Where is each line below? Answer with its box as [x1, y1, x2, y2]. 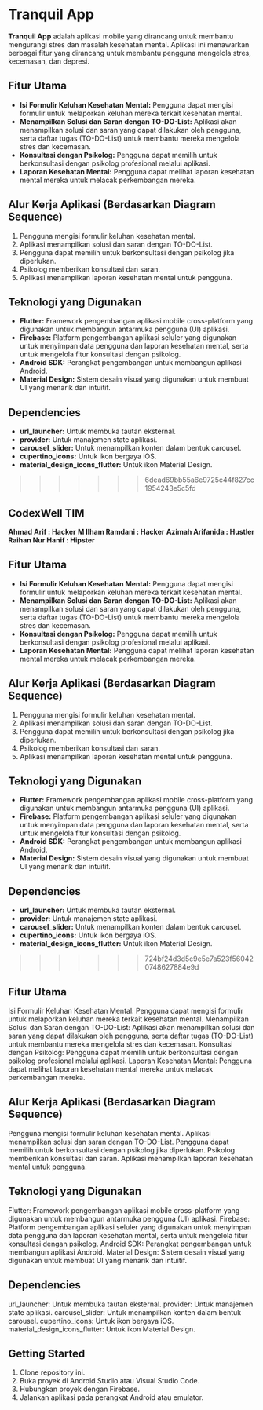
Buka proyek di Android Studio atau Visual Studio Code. [19, 1376, 200, 1386]
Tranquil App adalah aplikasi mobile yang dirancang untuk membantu [8, 31, 234, 41]
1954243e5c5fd [144, 484, 196, 493]
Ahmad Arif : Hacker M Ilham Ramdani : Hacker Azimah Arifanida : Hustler [8, 528, 255, 536]
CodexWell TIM [8, 506, 85, 520]
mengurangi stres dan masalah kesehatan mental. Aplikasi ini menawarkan [8, 39, 250, 49]
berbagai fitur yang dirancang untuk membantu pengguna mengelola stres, [8, 48, 251, 57]
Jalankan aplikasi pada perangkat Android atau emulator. [19, 1393, 204, 1402]
